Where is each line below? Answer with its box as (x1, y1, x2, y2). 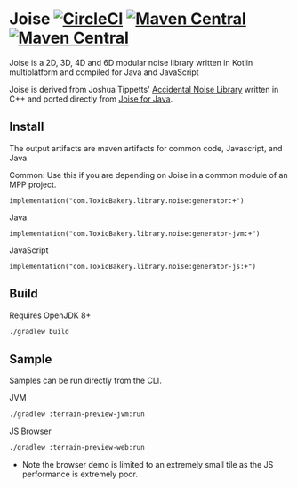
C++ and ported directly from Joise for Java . (9, 94, 173, 104)
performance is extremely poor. (21, 468, 138, 479)
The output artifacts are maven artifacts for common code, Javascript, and (9, 142, 283, 153)
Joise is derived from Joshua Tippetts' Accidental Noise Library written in (9, 84, 279, 94)
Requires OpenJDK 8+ (9, 310, 92, 321)
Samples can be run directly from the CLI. (9, 375, 162, 386)
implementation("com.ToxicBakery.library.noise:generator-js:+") (9, 262, 256, 271)
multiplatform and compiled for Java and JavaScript (9, 67, 199, 77)
